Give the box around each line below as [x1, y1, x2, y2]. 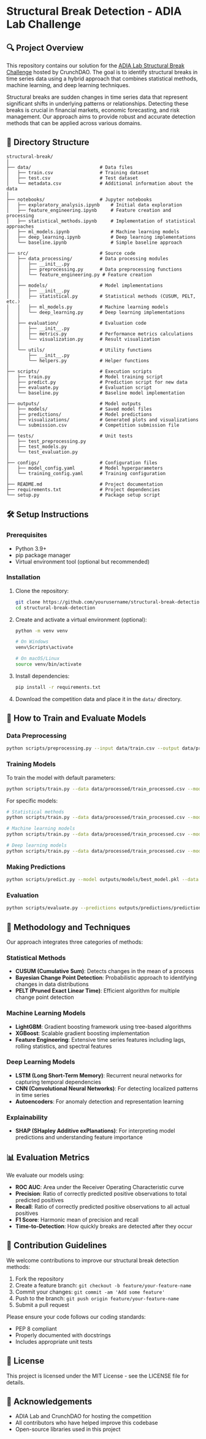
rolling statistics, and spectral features [15, 1042, 112, 1050]
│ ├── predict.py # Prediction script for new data [6, 379, 188, 385]
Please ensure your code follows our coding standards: [6, 1313, 146, 1321]
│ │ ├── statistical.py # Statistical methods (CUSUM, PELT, [6, 293, 196, 299]
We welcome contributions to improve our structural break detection [6, 1257, 179, 1264]
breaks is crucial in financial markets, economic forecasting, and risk [6, 106, 180, 114]
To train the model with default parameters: [6, 774, 116, 781]
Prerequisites [6, 531, 47, 540]
